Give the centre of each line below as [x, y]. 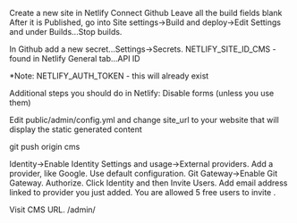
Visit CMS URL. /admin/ [52, 210]
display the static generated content [76, 129]
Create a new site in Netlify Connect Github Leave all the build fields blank [146, 13]
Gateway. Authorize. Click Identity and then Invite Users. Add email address [148, 183]
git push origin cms [45, 147]
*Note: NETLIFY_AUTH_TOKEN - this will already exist [109, 76]
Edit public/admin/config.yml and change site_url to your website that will [144, 120]
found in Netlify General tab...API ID [75, 58]
